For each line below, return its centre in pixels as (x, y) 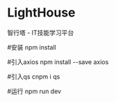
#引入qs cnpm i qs (34, 76)
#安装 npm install (32, 47)
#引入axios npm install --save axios (58, 62)
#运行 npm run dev (34, 91)
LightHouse (41, 13)
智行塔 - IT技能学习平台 (41, 32)
